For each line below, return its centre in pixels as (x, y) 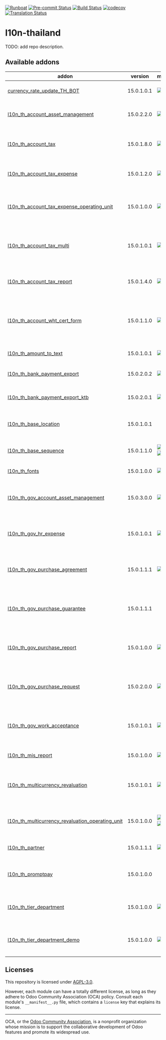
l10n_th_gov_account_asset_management (56, 497)
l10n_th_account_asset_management (51, 114)
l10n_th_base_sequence (36, 450)
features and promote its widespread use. (48, 1032)
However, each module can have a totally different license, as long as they (81, 991)
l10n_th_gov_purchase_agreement (47, 569)
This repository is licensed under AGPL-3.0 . (49, 982)
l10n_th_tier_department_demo (44, 940)
